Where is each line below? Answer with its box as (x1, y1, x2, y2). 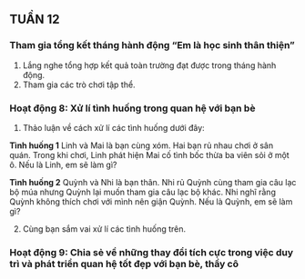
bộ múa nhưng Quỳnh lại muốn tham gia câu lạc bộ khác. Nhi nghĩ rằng (9, 186, 276, 197)
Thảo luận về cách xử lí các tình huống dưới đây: (22, 122, 205, 133)
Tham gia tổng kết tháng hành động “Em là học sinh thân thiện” (9, 39, 295, 52)
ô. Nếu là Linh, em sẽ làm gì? (9, 159, 117, 170)
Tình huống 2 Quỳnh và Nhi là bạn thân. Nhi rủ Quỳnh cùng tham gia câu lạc (9, 176, 297, 187)
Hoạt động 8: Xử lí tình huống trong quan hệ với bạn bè (9, 102, 256, 115)
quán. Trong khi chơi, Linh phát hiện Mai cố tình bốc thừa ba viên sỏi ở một (9, 149, 290, 160)
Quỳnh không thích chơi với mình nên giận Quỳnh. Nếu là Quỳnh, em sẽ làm (9, 195, 293, 207)
